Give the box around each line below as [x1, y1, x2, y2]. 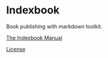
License [6, 45, 26, 53]
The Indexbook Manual [6, 34, 62, 41]
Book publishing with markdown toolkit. [6, 23, 103, 30]
